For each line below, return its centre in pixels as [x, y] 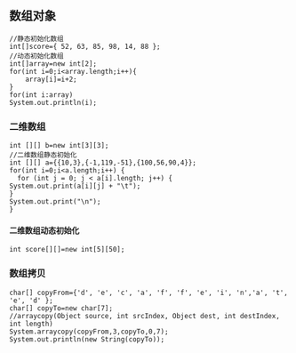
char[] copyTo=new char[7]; [61, 308]
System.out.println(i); [53, 102]
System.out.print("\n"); [55, 202]
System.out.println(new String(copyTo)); [87, 339]
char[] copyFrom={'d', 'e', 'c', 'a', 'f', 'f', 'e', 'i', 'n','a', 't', [149, 293]
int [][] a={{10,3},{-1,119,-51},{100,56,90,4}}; [103, 163]
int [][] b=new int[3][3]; [59, 146]
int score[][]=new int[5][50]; [67, 250]
